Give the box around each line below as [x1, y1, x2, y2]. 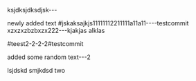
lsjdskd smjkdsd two [7, 67, 66, 74]
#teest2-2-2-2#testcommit [7, 40, 84, 47]
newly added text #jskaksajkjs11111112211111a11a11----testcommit [7, 19, 189, 27]
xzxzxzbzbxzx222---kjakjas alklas [7, 27, 105, 34]
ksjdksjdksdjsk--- [7, 6, 57, 14]
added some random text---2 [7, 53, 91, 61]
